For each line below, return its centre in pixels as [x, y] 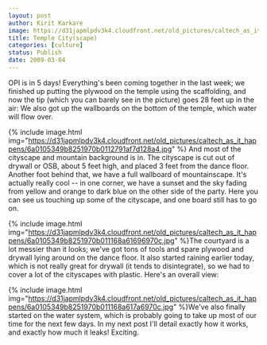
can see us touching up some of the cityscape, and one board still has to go [132, 199]
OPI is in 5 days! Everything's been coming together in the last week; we [126, 82]
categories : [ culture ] [46, 45]
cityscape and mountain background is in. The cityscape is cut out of [122, 157]
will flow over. [31, 116]
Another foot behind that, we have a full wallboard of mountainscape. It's [128, 174]
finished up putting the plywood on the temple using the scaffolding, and [127, 91]
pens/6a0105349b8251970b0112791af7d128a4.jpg [90, 149]
